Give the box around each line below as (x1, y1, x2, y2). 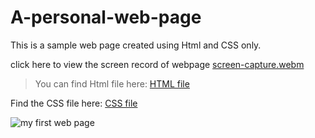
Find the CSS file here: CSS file (10, 97, 138, 109)
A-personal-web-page (10, 6, 202, 29)
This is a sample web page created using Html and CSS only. (10, 39, 262, 51)
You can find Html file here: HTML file (34, 77, 190, 90)
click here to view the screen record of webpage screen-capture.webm (10, 58, 305, 70)
